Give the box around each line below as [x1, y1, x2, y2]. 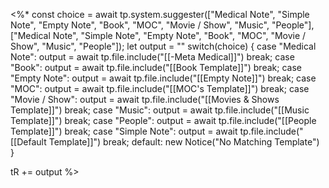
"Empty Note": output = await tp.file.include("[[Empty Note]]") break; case [10, 72, 317, 84]
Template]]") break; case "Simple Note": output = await [10, 125, 238, 137]
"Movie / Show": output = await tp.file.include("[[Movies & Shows [10, 94, 280, 105]
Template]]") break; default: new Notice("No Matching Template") [48, 136, 320, 148]
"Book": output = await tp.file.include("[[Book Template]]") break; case [10, 62, 302, 73]
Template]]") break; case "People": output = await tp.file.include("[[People [10, 115, 317, 126]
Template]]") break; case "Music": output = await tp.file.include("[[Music [10, 104, 310, 116]
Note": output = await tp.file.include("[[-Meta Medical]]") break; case [10, 51, 295, 63]
